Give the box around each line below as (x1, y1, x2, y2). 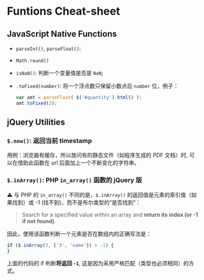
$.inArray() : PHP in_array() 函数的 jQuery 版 (7, 176, 142, 185)
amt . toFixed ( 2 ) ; (15, 100, 57, 106)
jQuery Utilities (7, 117, 65, 128)
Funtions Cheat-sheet (7, 4, 121, 18)
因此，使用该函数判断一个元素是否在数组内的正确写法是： (7, 230, 151, 237)
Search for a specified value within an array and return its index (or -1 (21, 211, 199, 218)
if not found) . (21, 217, 56, 224)
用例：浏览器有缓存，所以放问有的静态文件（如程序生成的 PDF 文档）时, (7, 152, 188, 159)
